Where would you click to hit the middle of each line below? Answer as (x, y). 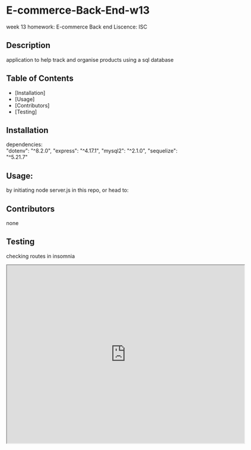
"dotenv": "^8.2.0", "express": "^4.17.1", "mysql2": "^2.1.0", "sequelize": (92, 151)
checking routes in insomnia (41, 256)
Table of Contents (40, 79)
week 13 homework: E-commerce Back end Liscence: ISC (77, 27)
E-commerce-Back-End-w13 (78, 10)
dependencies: (24, 145)
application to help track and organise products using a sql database (90, 59)
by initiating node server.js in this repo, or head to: (67, 190)
